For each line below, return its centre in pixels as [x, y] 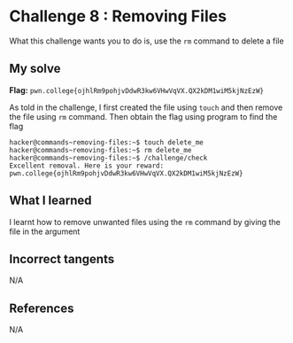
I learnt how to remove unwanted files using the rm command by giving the [145, 222]
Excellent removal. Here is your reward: [87, 166]
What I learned [50, 201]
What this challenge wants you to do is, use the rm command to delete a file [147, 41]
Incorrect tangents [62, 259]
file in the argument [45, 231]
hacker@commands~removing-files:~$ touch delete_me [106, 142]
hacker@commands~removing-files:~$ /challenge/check [108, 158]
